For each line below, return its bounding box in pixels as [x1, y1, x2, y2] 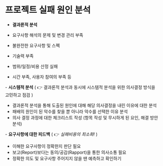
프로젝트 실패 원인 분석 [5, 4, 91, 16]
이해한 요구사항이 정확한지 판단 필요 [12, 143, 81, 149]
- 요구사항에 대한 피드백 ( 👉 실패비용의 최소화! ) [5, 131, 98, 137]
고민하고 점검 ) [5, 92, 33, 98]
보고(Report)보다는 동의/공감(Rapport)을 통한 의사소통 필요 [12, 149, 127, 155]
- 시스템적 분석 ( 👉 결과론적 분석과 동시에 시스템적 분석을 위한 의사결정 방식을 [5, 84, 156, 90]
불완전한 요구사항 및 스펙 [12, 42, 60, 48]
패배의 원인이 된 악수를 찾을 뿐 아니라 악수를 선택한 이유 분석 [12, 109, 128, 114]
